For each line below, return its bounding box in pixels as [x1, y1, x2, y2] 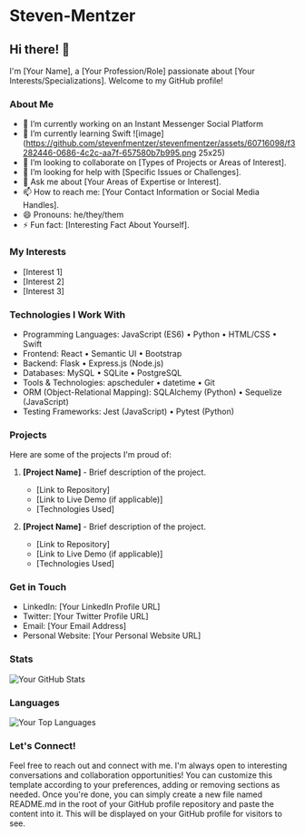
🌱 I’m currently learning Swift [22, 128, 132, 139]
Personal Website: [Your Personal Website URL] [22, 630, 202, 641]
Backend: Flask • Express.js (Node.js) [22, 358, 164, 369]
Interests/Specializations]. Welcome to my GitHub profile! [9, 75, 224, 86]
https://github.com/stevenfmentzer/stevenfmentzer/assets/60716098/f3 [25, 138, 296, 149]
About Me [9, 97, 54, 110]
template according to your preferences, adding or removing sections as [9, 780, 280, 791]
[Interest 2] [22, 276, 65, 287]
